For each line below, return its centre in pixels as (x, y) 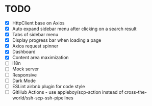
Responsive (24, 75)
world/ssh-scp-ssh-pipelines (43, 98)
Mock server (26, 69)
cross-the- (136, 92)
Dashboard (24, 52)
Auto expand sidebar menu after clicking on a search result (74, 29)
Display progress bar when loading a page (57, 40)
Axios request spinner (35, 46)
